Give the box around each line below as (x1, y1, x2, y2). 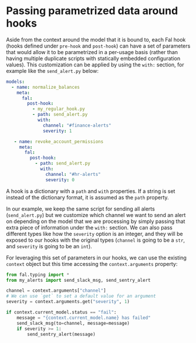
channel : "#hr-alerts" (45, 171, 101, 177)
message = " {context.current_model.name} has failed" (16, 315, 151, 321)
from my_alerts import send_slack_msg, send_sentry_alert (6, 277, 151, 283)
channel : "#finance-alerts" (43, 122, 111, 128)
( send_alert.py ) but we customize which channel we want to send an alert (6, 211, 186, 218)
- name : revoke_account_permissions (13, 138, 104, 145)
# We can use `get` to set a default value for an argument (6, 293, 157, 299)
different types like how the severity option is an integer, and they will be (6, 230, 183, 237)
